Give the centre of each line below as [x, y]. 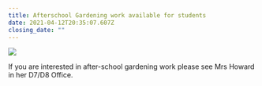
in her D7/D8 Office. [41, 75]
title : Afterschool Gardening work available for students [107, 15]
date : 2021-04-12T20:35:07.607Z [61, 23]
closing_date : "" [37, 30]
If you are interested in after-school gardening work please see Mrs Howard [131, 66]
